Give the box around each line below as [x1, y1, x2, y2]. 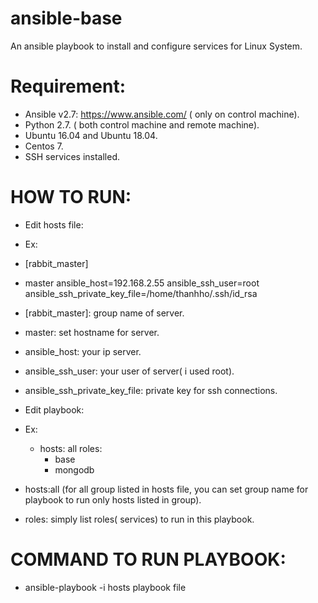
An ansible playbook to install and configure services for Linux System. [10, 40, 303, 52]
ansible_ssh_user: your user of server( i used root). [24, 365, 235, 377]
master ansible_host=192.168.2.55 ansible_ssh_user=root [24, 277, 260, 289]
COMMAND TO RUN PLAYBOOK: [10, 548, 287, 571]
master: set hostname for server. [24, 326, 160, 338]
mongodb [54, 463, 95, 476]
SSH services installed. [24, 150, 121, 162]
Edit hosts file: [24, 218, 84, 231]
